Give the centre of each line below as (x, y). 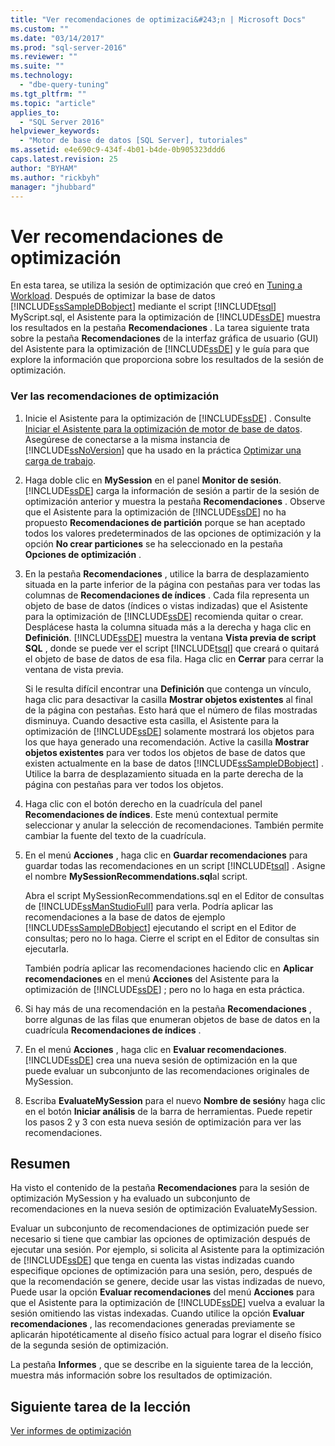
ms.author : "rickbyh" (55, 177)
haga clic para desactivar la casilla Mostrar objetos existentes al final (168, 699)
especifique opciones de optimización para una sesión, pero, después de (161, 1271)
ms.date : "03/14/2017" (57, 38)
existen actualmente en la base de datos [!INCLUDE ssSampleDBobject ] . (174, 763)
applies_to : (35, 112)
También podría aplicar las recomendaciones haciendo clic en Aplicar (169, 968)
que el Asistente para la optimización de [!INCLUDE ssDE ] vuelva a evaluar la (167, 1303)
